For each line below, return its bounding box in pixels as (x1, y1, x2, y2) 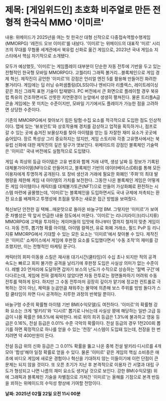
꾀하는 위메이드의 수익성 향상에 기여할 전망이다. (10, 380, 102, 386)
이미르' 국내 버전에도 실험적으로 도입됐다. (11, 148, 91, 154)
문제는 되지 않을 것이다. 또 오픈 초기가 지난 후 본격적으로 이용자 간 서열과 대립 (5, 361, 155, 367)
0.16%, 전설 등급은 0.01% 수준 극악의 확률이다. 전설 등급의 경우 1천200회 (14, 320, 156, 326)
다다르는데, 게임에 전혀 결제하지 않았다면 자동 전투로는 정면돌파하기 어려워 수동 (5, 272, 158, 278)
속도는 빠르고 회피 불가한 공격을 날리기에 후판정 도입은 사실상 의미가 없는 (5, 260, 145, 266)
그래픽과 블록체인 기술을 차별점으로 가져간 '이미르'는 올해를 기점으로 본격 (10, 374, 151, 380)
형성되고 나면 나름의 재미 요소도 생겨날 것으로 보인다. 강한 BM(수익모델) (14, 367, 153, 374)
